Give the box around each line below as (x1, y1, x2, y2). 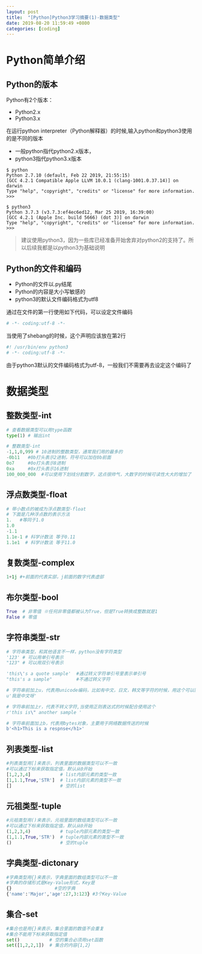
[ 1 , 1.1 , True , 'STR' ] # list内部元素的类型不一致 (6, 777, 121, 783)
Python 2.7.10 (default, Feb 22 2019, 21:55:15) (6, 172, 130, 178)
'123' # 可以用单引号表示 (6, 654, 64, 661)
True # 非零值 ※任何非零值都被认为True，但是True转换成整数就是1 (6, 609, 158, 615)
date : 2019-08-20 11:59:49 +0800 (6, 20, 90, 26)
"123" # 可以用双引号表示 (6, 660, 64, 666)
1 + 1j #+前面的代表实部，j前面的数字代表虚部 (6, 574, 104, 580)
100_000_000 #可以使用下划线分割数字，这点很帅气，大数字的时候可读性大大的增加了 (6, 471, 192, 477)
